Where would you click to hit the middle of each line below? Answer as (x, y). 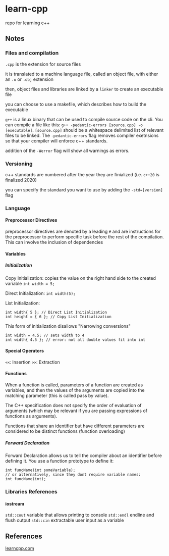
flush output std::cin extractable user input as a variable (65, 520)
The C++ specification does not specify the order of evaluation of (73, 406)
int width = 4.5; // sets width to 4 (45, 335)
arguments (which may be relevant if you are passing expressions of (76, 411)
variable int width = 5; (30, 283)
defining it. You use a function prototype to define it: (60, 461)
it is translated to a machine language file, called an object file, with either (82, 74)
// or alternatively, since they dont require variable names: (73, 474)
